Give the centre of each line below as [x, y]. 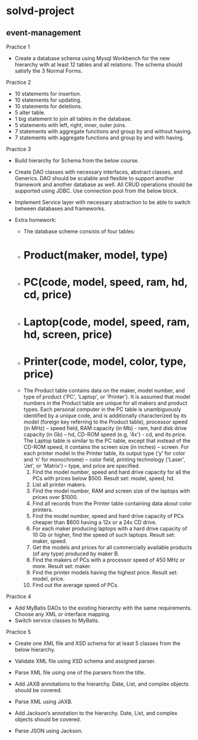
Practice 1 [18, 47]
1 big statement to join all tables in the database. [73, 119]
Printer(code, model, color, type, [105, 361]
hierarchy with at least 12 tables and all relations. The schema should [98, 64]
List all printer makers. [59, 484]
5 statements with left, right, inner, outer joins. [71, 125]
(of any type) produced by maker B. [76, 553]
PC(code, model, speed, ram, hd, [106, 282]
